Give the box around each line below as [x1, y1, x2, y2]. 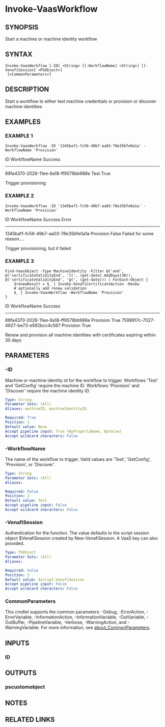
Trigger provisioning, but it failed [5, 245, 71, 251]
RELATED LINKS [5, 715, 55, 724]
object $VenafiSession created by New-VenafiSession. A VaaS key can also [5, 535, 158, 541]
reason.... [5, 236, 25, 242]
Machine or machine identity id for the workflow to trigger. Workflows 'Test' [5, 377, 158, 383]
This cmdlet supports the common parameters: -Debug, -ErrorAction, [5, 609, 146, 615]
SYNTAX [5, 50, 33, 58]
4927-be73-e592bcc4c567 [5, 322, 61, 328]
